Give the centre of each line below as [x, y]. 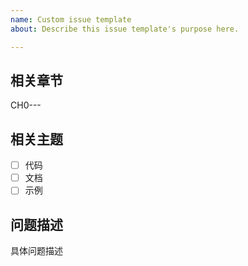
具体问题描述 [36, 251]
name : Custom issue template [71, 19]
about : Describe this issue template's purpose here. [125, 29]
